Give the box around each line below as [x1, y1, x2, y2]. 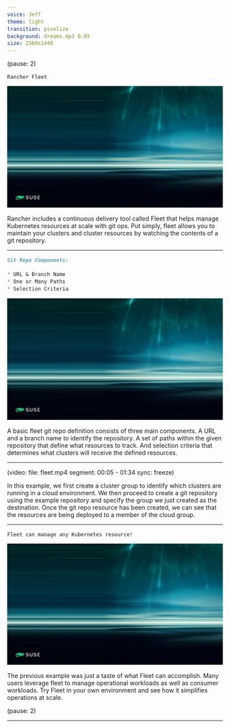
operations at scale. [7, 694, 63, 701]
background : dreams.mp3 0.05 [7, 33, 90, 40]
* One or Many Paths [7, 278, 66, 286]
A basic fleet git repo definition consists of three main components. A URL [7, 427, 216, 435]
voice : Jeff [7, 11, 41, 18]
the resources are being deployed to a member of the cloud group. [7, 510, 195, 518]
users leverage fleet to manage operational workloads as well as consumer [7, 679, 219, 687]
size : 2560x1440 [7, 40, 53, 47]
